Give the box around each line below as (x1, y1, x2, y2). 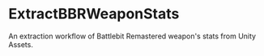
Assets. (8, 39, 34, 49)
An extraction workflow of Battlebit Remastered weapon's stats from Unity (8, 31, 257, 41)
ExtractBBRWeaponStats (8, 5, 180, 23)
